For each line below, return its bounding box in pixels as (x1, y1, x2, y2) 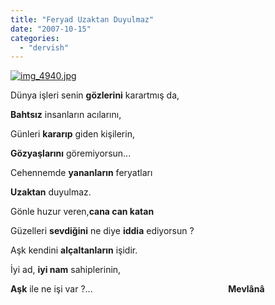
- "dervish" (19, 42, 70, 53)
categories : (10, 33, 60, 43)
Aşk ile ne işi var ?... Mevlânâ (10, 283, 265, 295)
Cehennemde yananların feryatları (10, 167, 153, 179)
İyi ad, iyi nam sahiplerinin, (10, 264, 122, 276)
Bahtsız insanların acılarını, (10, 109, 122, 121)
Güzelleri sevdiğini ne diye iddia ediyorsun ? (10, 225, 195, 237)
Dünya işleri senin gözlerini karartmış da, (10, 89, 180, 101)
